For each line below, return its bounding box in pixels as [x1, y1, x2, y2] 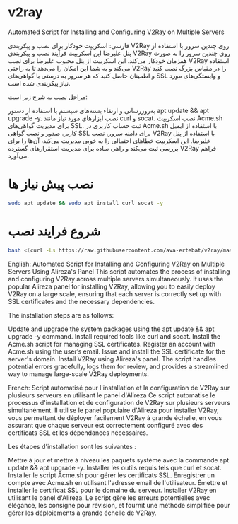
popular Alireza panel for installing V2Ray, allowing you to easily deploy [8, 282, 215, 291]
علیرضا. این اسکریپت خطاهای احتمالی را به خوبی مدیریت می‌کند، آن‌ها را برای [8, 136, 211, 145]
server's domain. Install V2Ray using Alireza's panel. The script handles [8, 354, 216, 363]
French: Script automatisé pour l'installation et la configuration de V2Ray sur [8, 383, 230, 392]
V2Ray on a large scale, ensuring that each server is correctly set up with [8, 289, 222, 298]
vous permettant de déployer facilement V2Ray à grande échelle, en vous [8, 413, 222, 421]
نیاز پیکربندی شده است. [8, 78, 71, 87]
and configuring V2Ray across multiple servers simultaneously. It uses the [8, 274, 224, 283]
